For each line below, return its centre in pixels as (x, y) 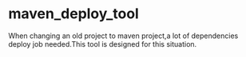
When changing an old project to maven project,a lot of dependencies (123, 36)
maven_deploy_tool (74, 14)
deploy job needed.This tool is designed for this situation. (103, 44)
